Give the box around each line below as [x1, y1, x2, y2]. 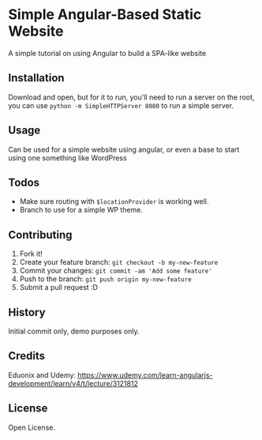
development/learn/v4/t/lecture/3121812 [8, 378, 138, 388]
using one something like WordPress [8, 152, 128, 163]
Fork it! [19, 249, 43, 258]
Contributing [8, 228, 73, 242]
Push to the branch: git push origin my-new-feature [19, 274, 192, 284]
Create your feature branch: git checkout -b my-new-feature [19, 258, 219, 267]
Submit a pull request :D [19, 283, 99, 292]
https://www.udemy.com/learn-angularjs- [77, 370, 213, 380]
